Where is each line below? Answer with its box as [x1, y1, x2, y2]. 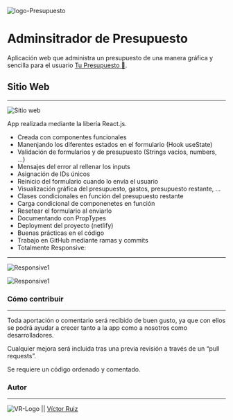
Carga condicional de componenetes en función [17, 199, 155, 207]
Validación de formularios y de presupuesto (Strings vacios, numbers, [17, 148, 217, 156]
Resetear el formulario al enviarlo [17, 207, 112, 215]
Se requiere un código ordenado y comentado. [7, 365, 141, 374]
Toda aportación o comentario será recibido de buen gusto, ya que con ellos [7, 316, 226, 325]
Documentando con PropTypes [17, 213, 106, 222]
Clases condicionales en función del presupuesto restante [17, 191, 184, 200]
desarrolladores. [7, 331, 54, 340]
